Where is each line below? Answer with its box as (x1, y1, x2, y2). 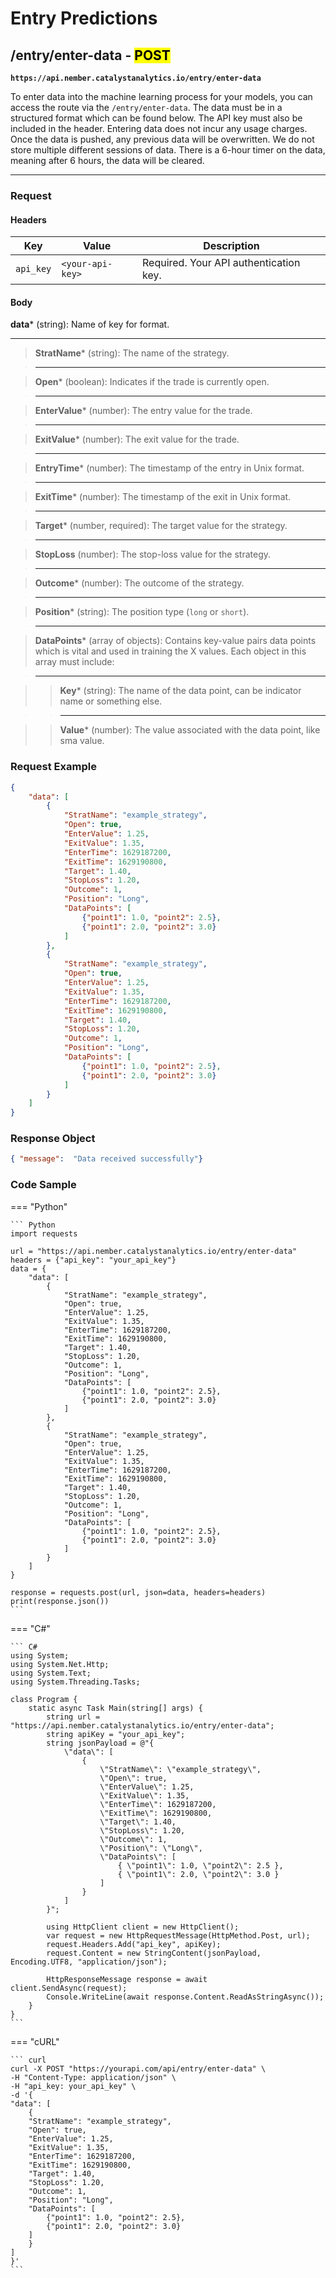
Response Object (10, 1132, 96, 1146)
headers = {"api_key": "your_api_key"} (10, 1255, 177, 1265)
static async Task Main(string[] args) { (28, 1703, 203, 1713)
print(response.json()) (10, 1596, 110, 1606)
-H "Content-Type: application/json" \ (10, 2072, 177, 2082)
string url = (46, 1712, 101, 1722)
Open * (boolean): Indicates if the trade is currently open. (34, 376, 270, 388)
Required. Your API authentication (142, 256, 301, 270)
